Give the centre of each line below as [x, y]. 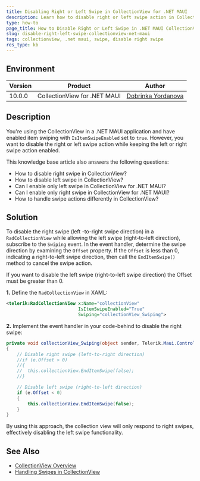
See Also [23, 451]
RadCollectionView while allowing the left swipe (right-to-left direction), [93, 238]
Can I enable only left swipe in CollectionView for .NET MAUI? [90, 186]
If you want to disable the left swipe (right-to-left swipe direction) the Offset [99, 275]
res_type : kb [22, 45]
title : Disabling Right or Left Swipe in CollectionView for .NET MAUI [97, 12]
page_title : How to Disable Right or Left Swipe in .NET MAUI [85, 28]
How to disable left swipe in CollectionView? [69, 180]
